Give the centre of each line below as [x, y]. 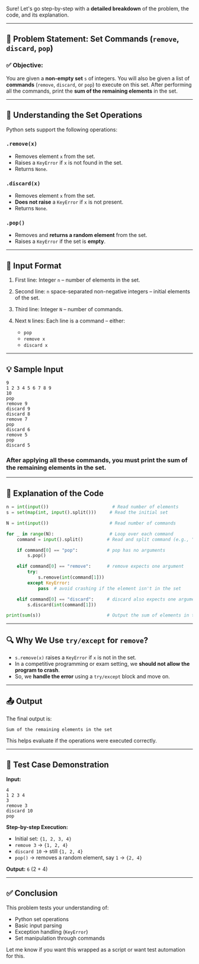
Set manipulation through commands [60, 938]
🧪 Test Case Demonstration [58, 765]
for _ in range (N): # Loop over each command [90, 534]
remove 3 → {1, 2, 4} [41, 845]
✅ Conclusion [32, 893]
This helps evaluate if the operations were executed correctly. [81, 740]
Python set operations [42, 919]
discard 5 [18, 445]
